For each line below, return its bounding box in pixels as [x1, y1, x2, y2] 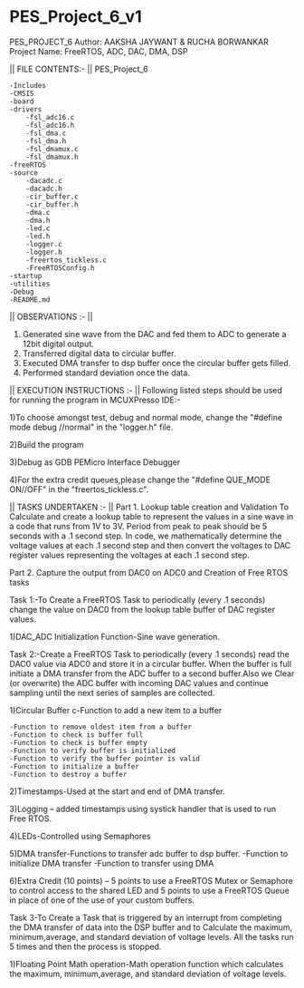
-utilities [9, 279, 51, 288]
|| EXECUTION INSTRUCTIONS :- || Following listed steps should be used [9, 384, 282, 395]
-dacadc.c [25, 176, 63, 185]
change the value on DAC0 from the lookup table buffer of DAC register [9, 604, 276, 615]
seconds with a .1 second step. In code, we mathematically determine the [9, 530, 282, 541]
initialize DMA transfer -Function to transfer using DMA [9, 857, 214, 868]
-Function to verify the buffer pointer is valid [9, 754, 201, 763]
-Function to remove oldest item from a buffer [9, 722, 193, 731]
